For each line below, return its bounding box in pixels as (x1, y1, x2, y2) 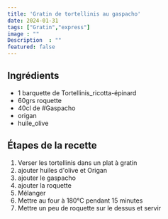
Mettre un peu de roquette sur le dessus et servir (17, 203, 162, 212)
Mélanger (17, 188, 46, 197)
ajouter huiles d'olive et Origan (17, 166, 108, 174)
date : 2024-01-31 (7, 17, 59, 24)
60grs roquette (17, 96, 62, 105)
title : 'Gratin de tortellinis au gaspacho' (7, 10, 141, 18)
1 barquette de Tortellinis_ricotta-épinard (17, 88, 137, 97)
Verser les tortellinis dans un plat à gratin (17, 158, 138, 167)
